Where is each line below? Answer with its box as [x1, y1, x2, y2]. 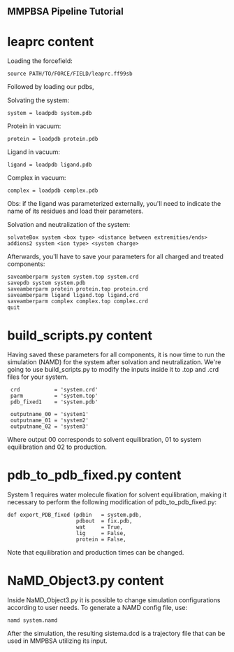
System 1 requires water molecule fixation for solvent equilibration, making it [7, 490, 227, 499]
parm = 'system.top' [10, 392, 98, 400]
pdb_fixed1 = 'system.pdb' [10, 398, 98, 405]
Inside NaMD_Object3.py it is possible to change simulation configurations [7, 596, 221, 604]
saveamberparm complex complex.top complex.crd [7, 298, 149, 305]
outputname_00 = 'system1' [10, 411, 89, 418]
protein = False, [75, 536, 127, 543]
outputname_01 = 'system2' [10, 417, 89, 424]
